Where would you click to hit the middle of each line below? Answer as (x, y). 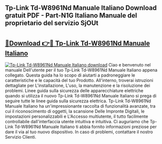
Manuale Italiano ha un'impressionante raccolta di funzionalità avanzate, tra (80, 106)
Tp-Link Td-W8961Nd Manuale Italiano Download (81, 8)
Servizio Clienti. (21, 137)
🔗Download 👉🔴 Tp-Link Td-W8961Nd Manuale (77, 43)
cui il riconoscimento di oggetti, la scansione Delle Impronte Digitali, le (75, 111)
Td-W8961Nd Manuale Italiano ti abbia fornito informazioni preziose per (86, 127)
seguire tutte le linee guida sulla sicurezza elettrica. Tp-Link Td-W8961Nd (78, 101)
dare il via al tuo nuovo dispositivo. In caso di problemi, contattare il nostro (79, 132)
